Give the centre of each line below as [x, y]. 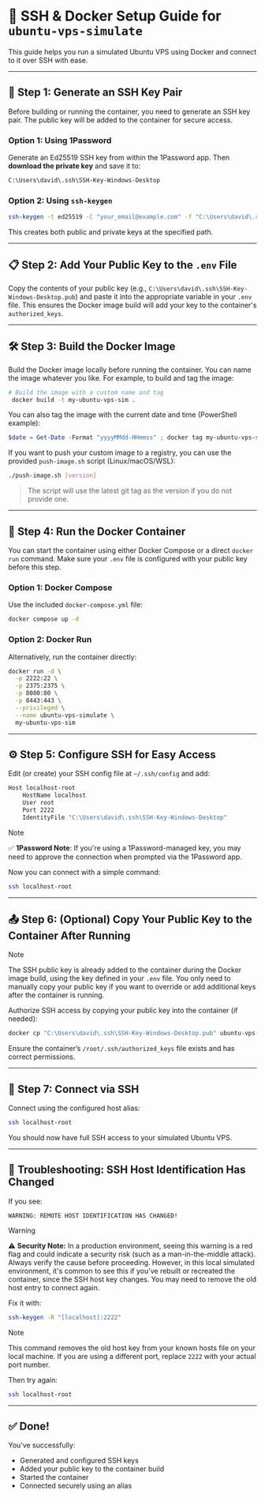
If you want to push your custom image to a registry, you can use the [120, 452]
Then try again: [33, 1380]
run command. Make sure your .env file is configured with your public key [128, 559]
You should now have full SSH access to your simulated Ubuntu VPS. [120, 1137]
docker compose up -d [44, 619]
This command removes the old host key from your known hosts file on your [132, 1348]
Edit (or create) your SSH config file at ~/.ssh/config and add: [109, 774]
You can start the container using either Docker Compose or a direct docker [131, 550]
